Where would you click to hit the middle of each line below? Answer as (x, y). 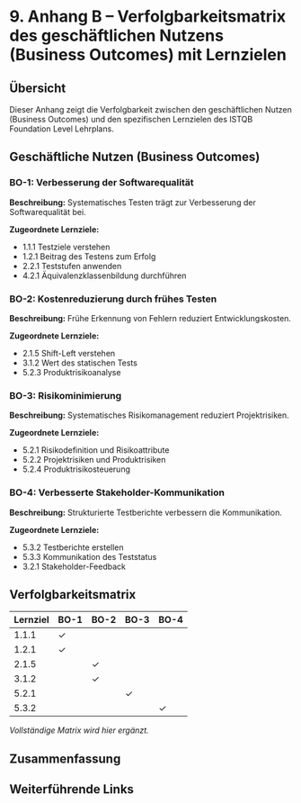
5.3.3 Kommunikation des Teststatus (89, 556)
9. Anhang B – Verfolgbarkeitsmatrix (147, 17)
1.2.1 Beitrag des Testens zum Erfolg (89, 256)
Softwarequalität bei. (48, 212)
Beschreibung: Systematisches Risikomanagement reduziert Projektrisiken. (149, 415)
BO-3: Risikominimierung (66, 395)
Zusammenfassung (65, 758)
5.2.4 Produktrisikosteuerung (76, 469)
